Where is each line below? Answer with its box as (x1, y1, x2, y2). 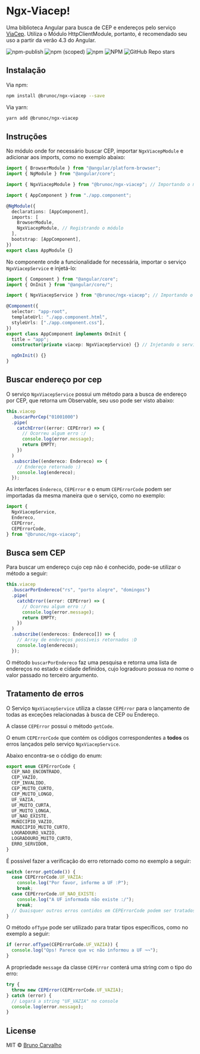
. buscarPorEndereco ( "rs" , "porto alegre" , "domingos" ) (11, 587, 151, 593)
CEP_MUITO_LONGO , (11, 791, 55, 797)
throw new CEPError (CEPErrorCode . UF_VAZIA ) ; (11, 987, 124, 993)
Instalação (6, 66, 46, 76)
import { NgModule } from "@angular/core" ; (6, 171, 116, 177)
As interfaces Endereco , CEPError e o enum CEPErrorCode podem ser (6, 486, 171, 493)
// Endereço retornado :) (17, 464, 82, 470)
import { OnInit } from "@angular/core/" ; (6, 281, 113, 287)
